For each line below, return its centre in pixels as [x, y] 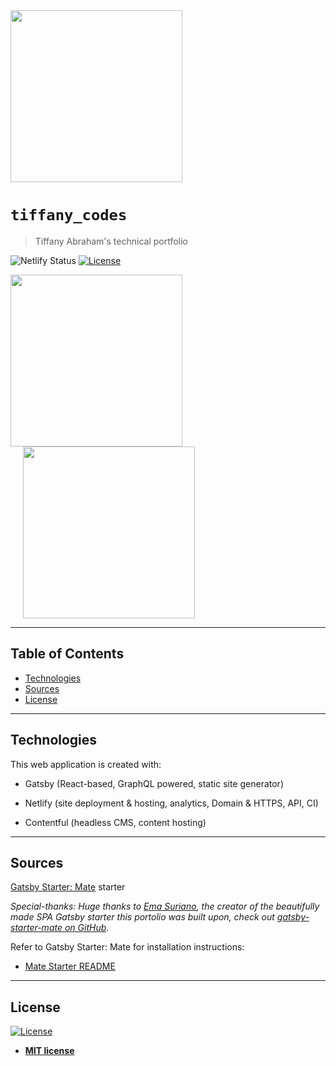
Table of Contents [67, 654]
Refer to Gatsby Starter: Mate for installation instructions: [127, 947]
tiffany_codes [69, 215]
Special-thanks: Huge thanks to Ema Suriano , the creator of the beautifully [165, 906]
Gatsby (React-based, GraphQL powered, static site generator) [154, 783]
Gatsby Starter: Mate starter [68, 887]
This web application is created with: [86, 764]
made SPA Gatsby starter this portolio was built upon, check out [142, 917]
